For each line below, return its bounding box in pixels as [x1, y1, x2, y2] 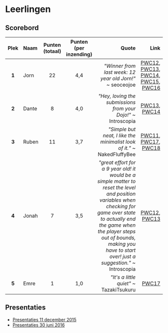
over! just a [109, 253, 136, 260]
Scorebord [5, 24, 39, 32]
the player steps [97, 228, 136, 235]
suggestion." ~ [101, 259, 136, 266]
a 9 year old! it [101, 165, 136, 172]
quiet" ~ [116, 280, 136, 287]
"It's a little [110, 274, 136, 280]
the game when [99, 222, 136, 229]
